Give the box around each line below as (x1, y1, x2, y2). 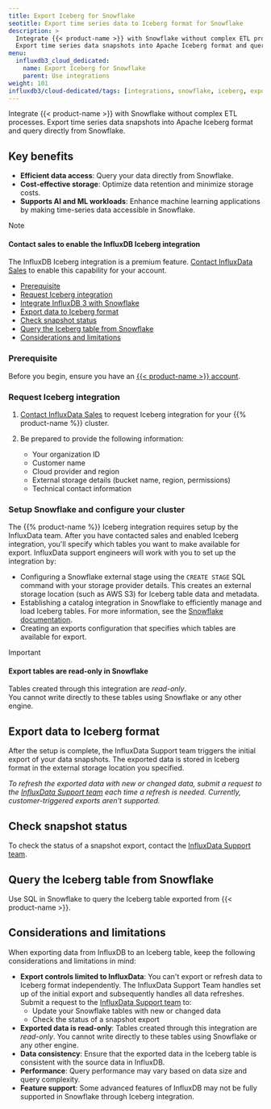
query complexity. (19, 1074, 81, 1084)
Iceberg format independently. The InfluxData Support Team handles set (19, 980, 261, 990)
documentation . (19, 615, 73, 625)
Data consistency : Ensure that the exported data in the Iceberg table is (19, 1049, 256, 1058)
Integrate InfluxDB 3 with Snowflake (19, 298, 140, 308)
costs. (19, 188, 41, 198)
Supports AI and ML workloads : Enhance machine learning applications (19, 197, 261, 206)
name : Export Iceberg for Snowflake (23, 65, 147, 73)
